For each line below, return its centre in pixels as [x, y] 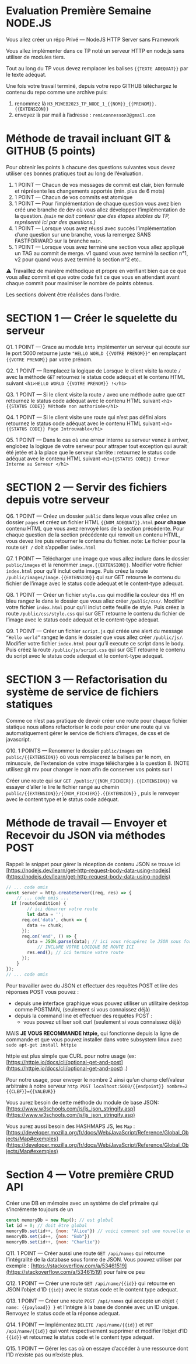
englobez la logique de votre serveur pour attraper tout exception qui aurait [97, 446]
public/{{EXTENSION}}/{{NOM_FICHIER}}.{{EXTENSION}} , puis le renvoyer [93, 793]
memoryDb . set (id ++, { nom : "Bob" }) [48, 1237]
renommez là [30, 103]
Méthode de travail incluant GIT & [88, 139]
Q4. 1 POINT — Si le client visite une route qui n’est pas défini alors [86, 417]
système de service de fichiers [83, 692]
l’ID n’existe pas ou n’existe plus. [45, 1355]
